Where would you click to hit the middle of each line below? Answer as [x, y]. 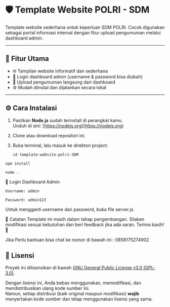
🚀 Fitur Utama [27, 59]
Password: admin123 [26, 200]
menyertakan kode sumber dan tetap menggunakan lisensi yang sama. [79, 299]
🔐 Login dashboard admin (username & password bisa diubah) [78, 76]
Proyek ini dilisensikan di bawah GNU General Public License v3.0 [74, 268]
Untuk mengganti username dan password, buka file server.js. [70, 209]
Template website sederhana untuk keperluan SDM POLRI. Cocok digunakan [85, 27]
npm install [18, 163]
